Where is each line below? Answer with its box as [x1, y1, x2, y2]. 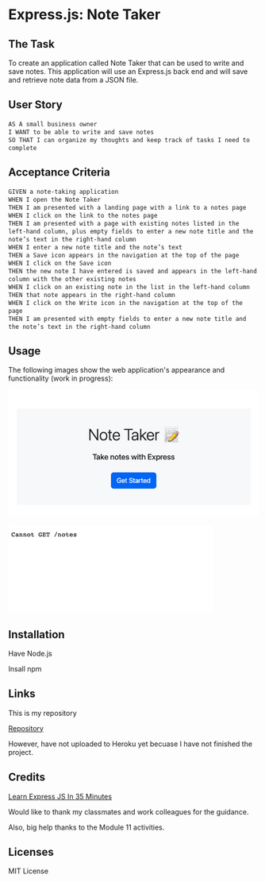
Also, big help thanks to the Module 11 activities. [8, 822, 165, 832]
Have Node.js [8, 648, 53, 658]
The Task [8, 37, 56, 51]
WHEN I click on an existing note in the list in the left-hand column [8, 283, 250, 291]
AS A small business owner [8, 120, 98, 128]
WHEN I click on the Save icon [8, 259, 112, 267]
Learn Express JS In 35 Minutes [8, 791, 113, 801]
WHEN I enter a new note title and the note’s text [8, 243, 182, 251]
